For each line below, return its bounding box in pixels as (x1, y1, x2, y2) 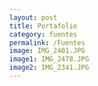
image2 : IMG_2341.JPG (9, 64, 90, 73)
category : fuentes (9, 30, 78, 39)
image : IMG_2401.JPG (9, 47, 86, 56)
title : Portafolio (9, 21, 78, 30)
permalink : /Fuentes (9, 38, 86, 47)
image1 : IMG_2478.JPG (9, 55, 90, 64)
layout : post (9, 13, 58, 22)
